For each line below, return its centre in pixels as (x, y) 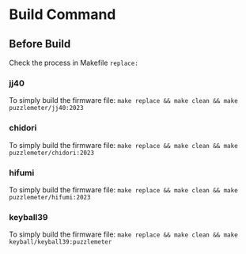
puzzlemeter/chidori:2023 (51, 153)
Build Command (62, 15)
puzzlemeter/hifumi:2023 (50, 197)
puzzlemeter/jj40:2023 (46, 108)
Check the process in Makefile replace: (74, 63)
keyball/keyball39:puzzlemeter (61, 242)
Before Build (40, 44)
